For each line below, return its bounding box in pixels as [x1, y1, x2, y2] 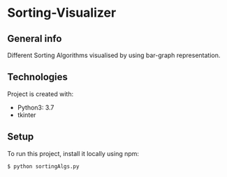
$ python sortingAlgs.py [7, 162, 80, 170]
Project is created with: [7, 89, 74, 98]
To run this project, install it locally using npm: [7, 149, 140, 157]
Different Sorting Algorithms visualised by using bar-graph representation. [7, 51, 221, 59]
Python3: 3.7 [17, 103, 54, 111]
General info [7, 33, 62, 45]
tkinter [17, 110, 36, 119]
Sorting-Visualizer [7, 5, 117, 21]
